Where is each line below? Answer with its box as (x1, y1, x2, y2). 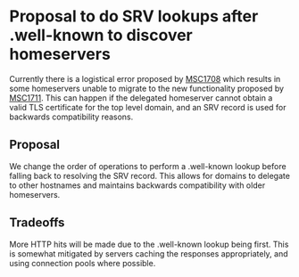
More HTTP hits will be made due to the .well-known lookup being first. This (9, 239, 289, 249)
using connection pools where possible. (9, 257, 156, 268)
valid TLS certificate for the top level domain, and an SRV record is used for (9, 102, 287, 112)
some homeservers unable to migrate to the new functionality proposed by (9, 83, 284, 94)
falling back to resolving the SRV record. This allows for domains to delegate (9, 170, 290, 181)
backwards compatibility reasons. (9, 111, 134, 122)
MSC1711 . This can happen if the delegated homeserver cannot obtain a (9, 92, 273, 103)
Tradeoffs (9, 216, 65, 231)
